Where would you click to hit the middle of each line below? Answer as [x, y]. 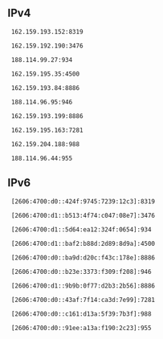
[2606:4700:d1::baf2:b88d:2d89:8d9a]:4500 [83, 243]
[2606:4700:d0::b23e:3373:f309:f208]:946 [81, 272]
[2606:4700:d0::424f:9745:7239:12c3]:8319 [83, 201]
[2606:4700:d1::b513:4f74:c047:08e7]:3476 [83, 215]
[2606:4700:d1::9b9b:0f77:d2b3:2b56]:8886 [83, 286]
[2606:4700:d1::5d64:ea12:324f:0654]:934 [81, 229]
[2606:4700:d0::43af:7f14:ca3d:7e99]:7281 [83, 300]
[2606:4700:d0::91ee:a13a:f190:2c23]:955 [81, 328]
